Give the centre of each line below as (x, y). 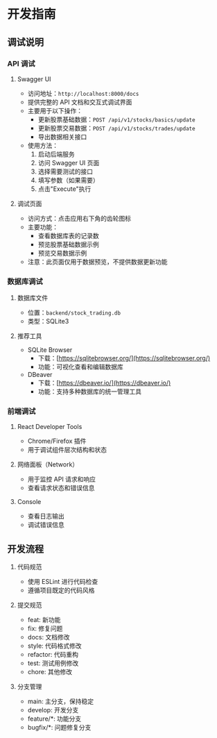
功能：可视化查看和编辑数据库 (80, 367)
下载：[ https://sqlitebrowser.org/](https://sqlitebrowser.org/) (124, 358)
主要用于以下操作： (55, 110)
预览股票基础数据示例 (68, 244)
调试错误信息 (46, 525)
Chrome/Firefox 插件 (57, 441)
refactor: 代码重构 (53, 655)
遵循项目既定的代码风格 (61, 590)
